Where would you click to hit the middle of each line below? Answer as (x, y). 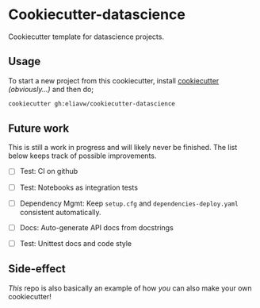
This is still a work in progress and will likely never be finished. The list (123, 148)
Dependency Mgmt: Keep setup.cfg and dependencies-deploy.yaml (129, 203)
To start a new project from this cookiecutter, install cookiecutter (114, 80)
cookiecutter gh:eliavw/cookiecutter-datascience (92, 104)
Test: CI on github (49, 171)
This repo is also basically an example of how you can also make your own (130, 288)
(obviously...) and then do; (51, 89)
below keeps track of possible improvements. (82, 156)
